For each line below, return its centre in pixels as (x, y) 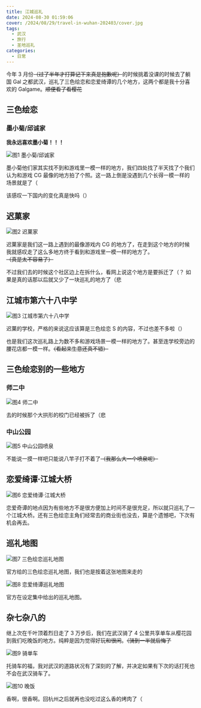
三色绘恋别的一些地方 (45, 370)
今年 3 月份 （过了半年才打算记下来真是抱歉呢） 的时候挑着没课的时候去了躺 (98, 74)
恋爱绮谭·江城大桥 (39, 479)
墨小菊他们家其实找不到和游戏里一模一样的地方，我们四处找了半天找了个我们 (100, 168)
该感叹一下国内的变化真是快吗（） (48, 196)
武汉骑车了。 (38, 673)
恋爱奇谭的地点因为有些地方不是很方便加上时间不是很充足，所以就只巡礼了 (98, 508)
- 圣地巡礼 (23, 45)
